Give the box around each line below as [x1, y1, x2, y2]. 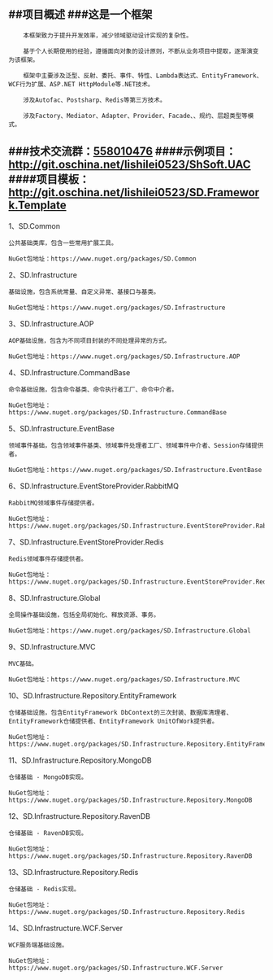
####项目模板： [8, 173, 90, 186]
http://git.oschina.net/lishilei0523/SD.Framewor [8, 186, 260, 199]
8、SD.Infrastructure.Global [8, 593, 101, 602]
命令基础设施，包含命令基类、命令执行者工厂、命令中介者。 [8, 385, 178, 393]
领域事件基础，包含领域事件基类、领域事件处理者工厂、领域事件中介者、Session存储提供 [8, 441, 264, 449]
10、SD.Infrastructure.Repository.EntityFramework [8, 690, 177, 700]
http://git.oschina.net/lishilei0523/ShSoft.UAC [8, 158, 251, 172]
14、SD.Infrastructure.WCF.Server [8, 923, 123, 933]
